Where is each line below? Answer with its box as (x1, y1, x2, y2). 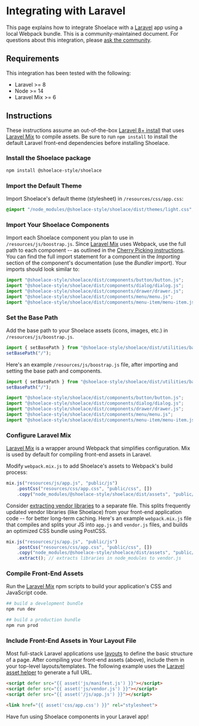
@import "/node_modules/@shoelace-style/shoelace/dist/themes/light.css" (6, 207, 192, 213)
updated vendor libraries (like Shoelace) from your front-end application (6, 508, 182, 515)
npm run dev (6, 606, 36, 613)
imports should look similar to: (6, 266, 80, 273)
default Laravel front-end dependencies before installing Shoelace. (6, 139, 170, 146)
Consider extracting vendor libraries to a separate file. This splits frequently (6, 502, 191, 509)
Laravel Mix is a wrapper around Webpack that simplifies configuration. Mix (6, 444, 191, 452)
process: (6, 469, 28, 476)
